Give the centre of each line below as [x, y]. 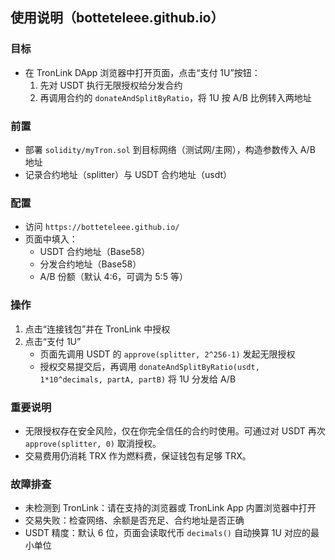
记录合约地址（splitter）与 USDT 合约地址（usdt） [128, 174]
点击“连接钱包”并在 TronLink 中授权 [97, 329]
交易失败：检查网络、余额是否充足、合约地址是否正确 [134, 520]
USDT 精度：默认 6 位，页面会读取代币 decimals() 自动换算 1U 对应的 [167, 533]
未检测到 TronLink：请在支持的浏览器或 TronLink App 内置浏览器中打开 [170, 508]
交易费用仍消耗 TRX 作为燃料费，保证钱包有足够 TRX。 [138, 455]
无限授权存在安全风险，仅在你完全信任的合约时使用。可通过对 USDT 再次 [175, 430]
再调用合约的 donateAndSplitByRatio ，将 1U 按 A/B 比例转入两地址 [175, 97]
